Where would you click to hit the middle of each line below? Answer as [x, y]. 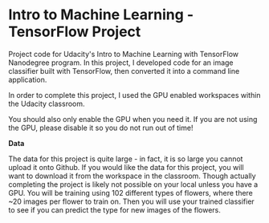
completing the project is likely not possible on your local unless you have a [133, 184]
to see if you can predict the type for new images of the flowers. [114, 209]
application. [28, 79]
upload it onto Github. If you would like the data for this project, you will [126, 167]
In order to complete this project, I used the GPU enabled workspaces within [134, 95]
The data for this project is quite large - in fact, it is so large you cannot [126, 159]
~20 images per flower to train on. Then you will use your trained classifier [131, 201]
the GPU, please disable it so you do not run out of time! [101, 128]
